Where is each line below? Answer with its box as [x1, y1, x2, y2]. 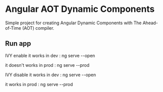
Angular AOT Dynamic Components [5, 3, 155, 15]
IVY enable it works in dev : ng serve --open [5, 52, 95, 58]
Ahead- [142, 20, 158, 26]
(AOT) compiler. [22, 25, 54, 31]
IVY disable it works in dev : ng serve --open [5, 72, 96, 78]
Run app [5, 40, 31, 48]
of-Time [5, 25, 21, 31]
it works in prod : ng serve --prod [5, 81, 73, 87]
